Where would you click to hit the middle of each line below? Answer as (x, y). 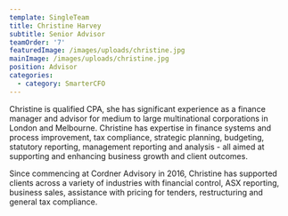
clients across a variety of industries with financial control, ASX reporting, (144, 182)
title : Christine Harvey (55, 26)
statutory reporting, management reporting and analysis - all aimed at (137, 147)
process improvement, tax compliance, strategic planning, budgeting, (137, 137)
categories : (31, 76)
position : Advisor (43, 68)
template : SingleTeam (49, 17)
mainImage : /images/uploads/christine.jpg (89, 59)
